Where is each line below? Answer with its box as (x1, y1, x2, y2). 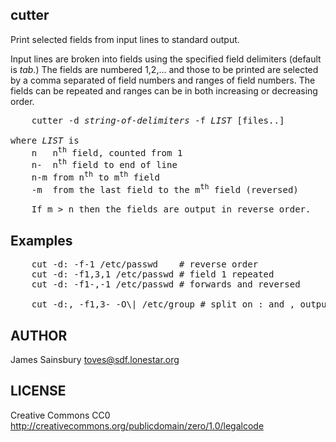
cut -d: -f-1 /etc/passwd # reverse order (31, 259, 259, 270)
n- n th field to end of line (31, 157, 178, 171)
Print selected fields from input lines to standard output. (10, 33, 240, 45)
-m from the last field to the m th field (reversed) (31, 181, 299, 195)
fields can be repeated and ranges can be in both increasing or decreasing (10, 84, 318, 97)
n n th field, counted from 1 (31, 144, 183, 158)
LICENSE (10, 383, 67, 400)
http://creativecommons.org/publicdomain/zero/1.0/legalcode (10, 419, 265, 432)
